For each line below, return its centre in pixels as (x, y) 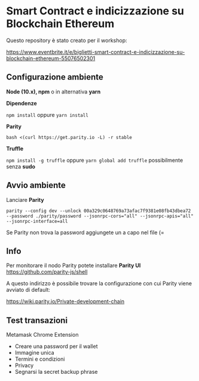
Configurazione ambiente (55, 77)
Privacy (24, 365)
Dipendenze (22, 103)
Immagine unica (35, 353)
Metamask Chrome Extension (42, 335)
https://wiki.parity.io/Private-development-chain (65, 301)
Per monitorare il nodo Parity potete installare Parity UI (74, 265)
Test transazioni (37, 320)
